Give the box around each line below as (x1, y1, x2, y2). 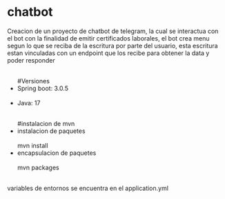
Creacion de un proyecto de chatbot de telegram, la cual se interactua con (7, 27, 219, 35)
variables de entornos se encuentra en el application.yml (7, 184, 169, 192)
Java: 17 (17, 98, 41, 107)
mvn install (17, 141, 48, 149)
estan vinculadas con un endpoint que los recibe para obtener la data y (7, 49, 210, 57)
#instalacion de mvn (17, 119, 75, 127)
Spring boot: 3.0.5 (17, 84, 69, 92)
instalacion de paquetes (17, 127, 86, 135)
